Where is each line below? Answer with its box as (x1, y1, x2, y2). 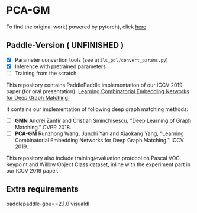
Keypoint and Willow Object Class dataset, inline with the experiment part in (6, 161, 191, 168)
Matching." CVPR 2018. (14, 124, 72, 131)
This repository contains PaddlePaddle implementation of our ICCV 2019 (6, 81, 183, 88)
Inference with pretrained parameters (14, 63, 106, 70)
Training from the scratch (14, 69, 77, 77)
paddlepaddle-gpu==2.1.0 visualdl (6, 200, 90, 207)
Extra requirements (6, 185, 79, 195)
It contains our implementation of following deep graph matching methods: (6, 105, 188, 113)
